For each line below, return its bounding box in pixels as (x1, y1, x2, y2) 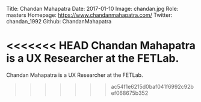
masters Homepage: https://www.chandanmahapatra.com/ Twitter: (6, 11, 173, 19)
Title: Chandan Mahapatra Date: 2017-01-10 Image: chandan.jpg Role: (6, 5, 179, 12)
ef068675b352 (111, 89, 149, 97)
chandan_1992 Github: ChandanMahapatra (6, 18, 112, 25)
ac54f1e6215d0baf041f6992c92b (111, 83, 194, 90)
